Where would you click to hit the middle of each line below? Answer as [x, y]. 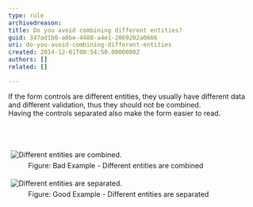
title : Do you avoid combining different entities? [95, 30]
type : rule [26, 15]
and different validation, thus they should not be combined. [105, 104]
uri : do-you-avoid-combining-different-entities [90, 45]
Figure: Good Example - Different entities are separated [119, 194]
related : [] [28, 67]
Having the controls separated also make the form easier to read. [115, 113]
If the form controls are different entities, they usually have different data [127, 96]
